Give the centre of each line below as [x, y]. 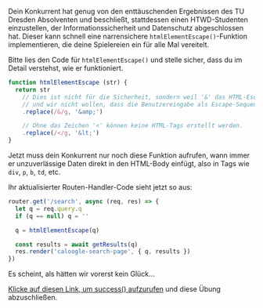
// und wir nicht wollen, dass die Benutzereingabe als [115, 104]
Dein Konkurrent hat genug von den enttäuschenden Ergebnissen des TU [126, 11]
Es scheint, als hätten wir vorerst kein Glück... [81, 274]
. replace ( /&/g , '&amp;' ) [63, 112]
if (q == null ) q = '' [52, 216]
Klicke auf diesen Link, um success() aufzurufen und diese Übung [115, 289]
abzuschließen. [32, 298]
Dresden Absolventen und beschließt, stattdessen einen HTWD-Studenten [128, 20]
